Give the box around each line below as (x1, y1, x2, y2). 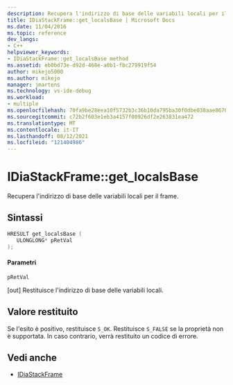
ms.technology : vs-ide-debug (7, 87, 92, 94)
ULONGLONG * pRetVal (16, 237, 73, 243)
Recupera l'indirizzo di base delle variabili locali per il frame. (7, 192, 179, 200)
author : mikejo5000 (7, 68, 64, 75)
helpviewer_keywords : (7, 49, 70, 56)
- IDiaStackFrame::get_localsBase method (7, 55, 129, 62)
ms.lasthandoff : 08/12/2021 (7, 132, 89, 139)
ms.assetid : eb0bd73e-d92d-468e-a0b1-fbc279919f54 (7, 62, 157, 69)
